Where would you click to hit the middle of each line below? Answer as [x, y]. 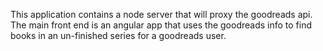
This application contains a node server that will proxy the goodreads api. [161, 14]
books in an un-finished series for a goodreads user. [118, 35]
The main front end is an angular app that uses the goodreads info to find [161, 25]
